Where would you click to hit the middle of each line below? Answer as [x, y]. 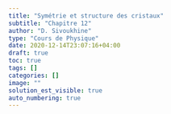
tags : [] [23, 68]
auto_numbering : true [45, 98]
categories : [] [34, 75]
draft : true [28, 53]
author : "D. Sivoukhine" [50, 31]
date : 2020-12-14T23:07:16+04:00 [65, 46]
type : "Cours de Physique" [54, 38]
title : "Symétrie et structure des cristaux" [86, 16]
